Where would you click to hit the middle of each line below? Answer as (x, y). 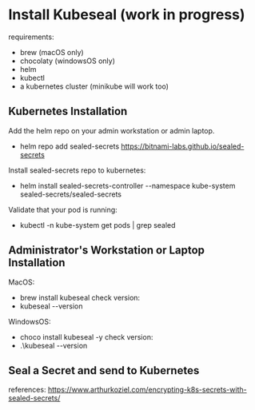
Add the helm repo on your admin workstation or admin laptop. (112, 130)
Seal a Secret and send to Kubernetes (104, 370)
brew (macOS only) (52, 52)
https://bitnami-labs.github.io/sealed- (183, 146)
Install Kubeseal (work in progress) (127, 15)
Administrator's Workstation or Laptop (107, 251)
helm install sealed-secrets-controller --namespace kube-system (127, 185)
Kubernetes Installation (68, 111)
